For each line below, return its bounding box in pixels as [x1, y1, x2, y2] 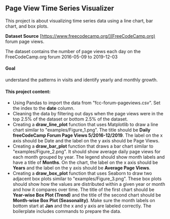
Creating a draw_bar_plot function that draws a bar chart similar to [12, 143, 154, 150]
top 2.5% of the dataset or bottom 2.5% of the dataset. [12, 116, 128, 122]
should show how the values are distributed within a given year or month [12, 181, 165, 187]
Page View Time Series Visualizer [5, 4, 115, 13]
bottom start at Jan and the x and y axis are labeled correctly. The [12, 203, 152, 209]
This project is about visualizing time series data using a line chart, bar [5, 17, 153, 23]
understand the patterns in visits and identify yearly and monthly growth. [5, 77, 158, 83]
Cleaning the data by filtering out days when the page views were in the [12, 111, 164, 117]
